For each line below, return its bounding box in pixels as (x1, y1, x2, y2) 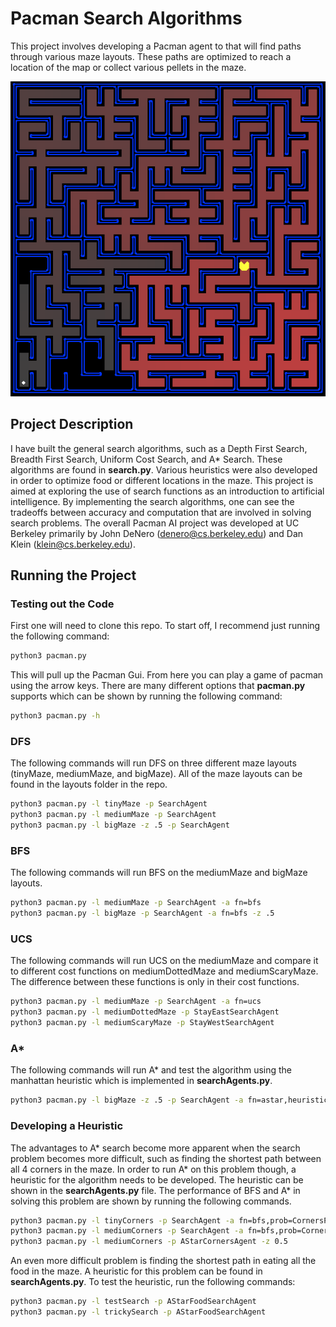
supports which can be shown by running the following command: (10, 690, 283, 702)
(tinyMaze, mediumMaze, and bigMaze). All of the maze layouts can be (10, 768, 303, 780)
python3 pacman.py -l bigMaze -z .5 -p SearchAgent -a (10, 1095, 244, 1106)
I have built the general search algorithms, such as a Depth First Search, (10, 442, 308, 454)
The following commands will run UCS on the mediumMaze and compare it (10, 955, 319, 967)
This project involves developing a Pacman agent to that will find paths (10, 40, 302, 52)
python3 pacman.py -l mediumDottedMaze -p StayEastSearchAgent (10, 1007, 280, 1017)
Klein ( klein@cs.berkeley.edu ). (10, 538, 136, 550)
